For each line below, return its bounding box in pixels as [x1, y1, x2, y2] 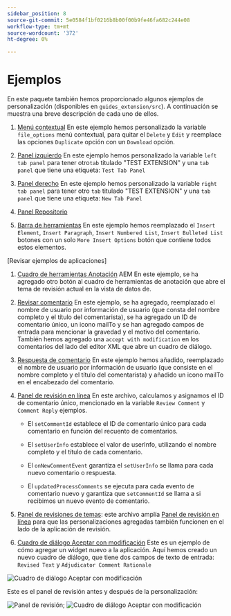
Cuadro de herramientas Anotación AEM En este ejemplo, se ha [17, 270, 198, 278]
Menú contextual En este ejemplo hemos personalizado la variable [17, 123, 207, 132]
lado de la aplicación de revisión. [17, 525, 111, 533]
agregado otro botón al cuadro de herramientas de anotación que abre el [17, 277, 225, 286]
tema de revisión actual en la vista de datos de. [17, 285, 152, 293]
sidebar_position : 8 [7, 10, 67, 17]
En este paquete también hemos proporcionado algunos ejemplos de [7, 95, 204, 103]
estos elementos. [17, 243, 67, 252]
